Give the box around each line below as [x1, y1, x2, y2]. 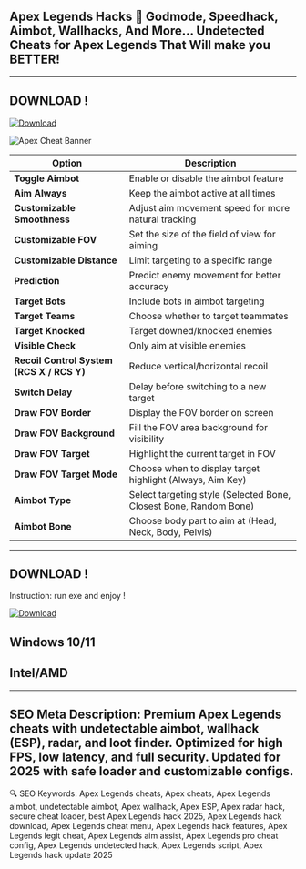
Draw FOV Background [14, 427, 116, 440]
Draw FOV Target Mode [14, 468, 118, 480]
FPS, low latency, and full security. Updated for [9, 750, 281, 765]
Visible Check [14, 339, 76, 351]
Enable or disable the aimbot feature [128, 172, 284, 185]
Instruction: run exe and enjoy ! [9, 591, 126, 601]
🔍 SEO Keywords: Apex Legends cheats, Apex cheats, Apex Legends [9, 788, 271, 799]
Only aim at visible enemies [128, 339, 246, 351]
